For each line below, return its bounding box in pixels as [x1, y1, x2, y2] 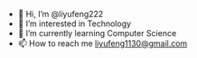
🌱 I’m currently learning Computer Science [17, 28, 177, 38]
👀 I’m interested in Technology [17, 18, 132, 29]
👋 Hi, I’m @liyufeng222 [17, 9, 104, 19]
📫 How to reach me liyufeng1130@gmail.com [17, 38, 188, 49]
